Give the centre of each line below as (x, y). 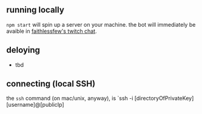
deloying (23, 50)
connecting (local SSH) (51, 84)
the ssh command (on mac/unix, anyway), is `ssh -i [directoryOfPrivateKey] (100, 98)
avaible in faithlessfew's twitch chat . (52, 31)
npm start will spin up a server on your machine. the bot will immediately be (101, 24)
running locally (35, 10)
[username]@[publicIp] (35, 105)
